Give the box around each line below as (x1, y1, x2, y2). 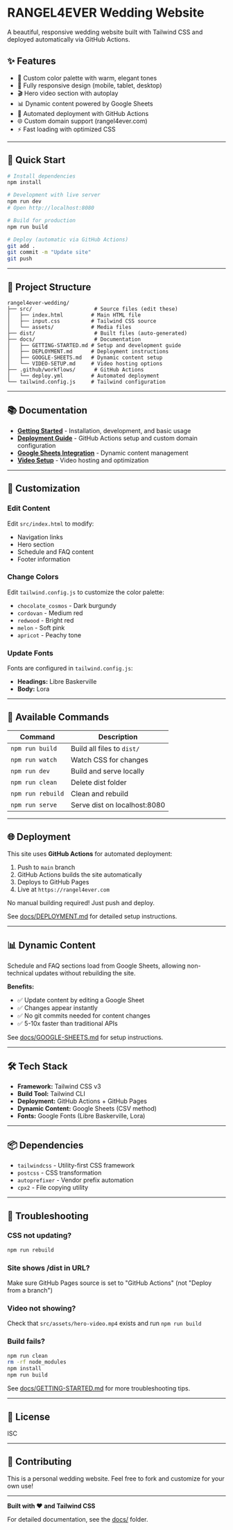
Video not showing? (7, 1303, 76, 1313)
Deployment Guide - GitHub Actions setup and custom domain (17, 434, 198, 442)
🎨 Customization (7, 482, 80, 494)
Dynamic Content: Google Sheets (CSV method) (17, 1104, 157, 1113)
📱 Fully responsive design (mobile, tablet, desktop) (17, 81, 162, 90)
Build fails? (7, 1336, 45, 1346)
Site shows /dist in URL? (7, 1263, 90, 1272)
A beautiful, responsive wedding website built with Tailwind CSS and (7, 28, 203, 36)
